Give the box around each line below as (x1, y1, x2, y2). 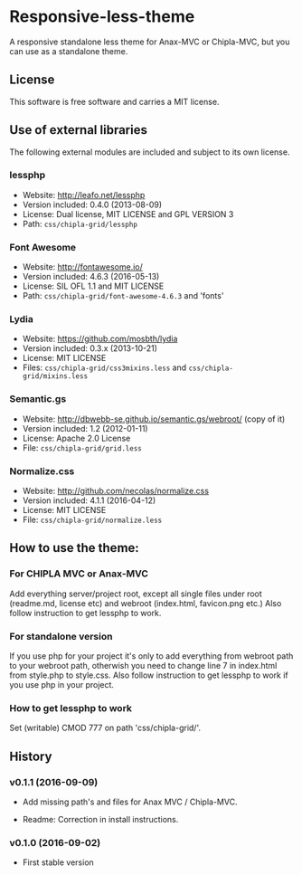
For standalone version (9, 630, 113, 642)
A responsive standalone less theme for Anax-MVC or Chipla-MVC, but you (9, 36, 290, 47)
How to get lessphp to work (9, 701, 133, 714)
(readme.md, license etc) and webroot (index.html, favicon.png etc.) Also (9, 597, 282, 608)
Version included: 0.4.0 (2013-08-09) (22, 199, 163, 210)
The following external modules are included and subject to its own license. (9, 147, 290, 157)
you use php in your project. (9, 680, 115, 690)
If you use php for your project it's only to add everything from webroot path (9, 651, 294, 661)
